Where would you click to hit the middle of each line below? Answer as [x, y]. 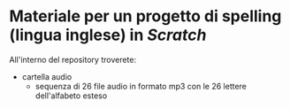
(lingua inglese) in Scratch [108, 35]
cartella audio [47, 76]
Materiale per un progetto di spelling [145, 16]
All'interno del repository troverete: [73, 59]
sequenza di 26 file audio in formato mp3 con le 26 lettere [141, 86]
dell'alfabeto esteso [71, 96]
